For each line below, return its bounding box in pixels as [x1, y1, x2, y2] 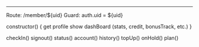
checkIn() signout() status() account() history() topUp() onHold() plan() [6, 35, 179, 41]
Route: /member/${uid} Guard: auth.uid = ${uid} [6, 12, 123, 18]
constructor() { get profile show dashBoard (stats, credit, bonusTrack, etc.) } [6, 23, 192, 30]
